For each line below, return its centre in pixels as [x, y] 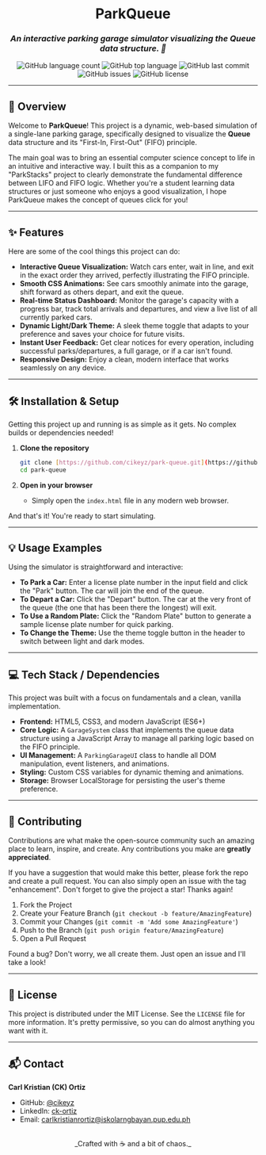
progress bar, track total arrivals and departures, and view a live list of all [138, 309]
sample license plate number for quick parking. [97, 625]
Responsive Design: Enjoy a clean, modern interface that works [124, 360]
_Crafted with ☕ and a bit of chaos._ [133, 1143]
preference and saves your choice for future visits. [102, 335]
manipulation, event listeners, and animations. [94, 764]
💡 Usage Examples [55, 548]
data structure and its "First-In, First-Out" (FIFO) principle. [103, 143]
